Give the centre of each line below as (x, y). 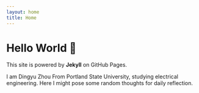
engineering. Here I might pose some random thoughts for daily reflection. (100, 83)
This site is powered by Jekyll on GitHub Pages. (67, 65)
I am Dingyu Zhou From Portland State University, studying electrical (92, 76)
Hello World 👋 (42, 48)
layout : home (23, 12)
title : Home (21, 18)
